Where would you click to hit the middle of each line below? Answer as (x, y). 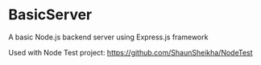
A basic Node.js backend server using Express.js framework (108, 37)
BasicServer (50, 15)
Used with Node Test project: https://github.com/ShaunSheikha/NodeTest (130, 52)
